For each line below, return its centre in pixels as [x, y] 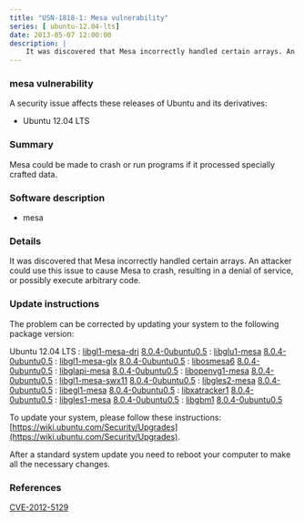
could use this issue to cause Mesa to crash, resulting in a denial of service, [152, 271]
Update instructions [55, 304]
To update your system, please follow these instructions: [115, 417]
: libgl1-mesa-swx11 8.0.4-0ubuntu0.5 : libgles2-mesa [155, 380]
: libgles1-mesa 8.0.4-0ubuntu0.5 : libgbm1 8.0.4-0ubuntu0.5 [168, 399]
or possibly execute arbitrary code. [75, 281]
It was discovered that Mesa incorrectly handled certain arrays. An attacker [151, 261]
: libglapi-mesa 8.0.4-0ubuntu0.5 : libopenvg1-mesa [152, 371]
